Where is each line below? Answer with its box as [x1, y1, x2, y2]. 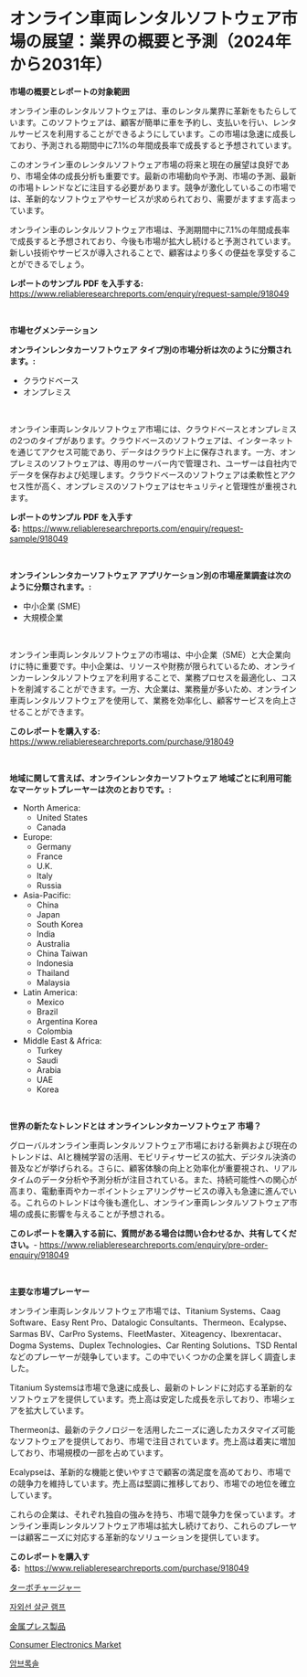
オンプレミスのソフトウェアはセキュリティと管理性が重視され [65, 481, 297, 492]
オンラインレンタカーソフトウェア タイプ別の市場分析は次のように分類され [9, 344, 292, 355]
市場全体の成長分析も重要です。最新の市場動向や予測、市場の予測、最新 [25, 170, 297, 181]
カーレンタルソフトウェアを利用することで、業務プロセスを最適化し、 [16, 672, 281, 683]
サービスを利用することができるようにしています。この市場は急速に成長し [16, 128, 297, 139]
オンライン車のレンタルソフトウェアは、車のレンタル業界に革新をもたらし [9, 105, 290, 116]
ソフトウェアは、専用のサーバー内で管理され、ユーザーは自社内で [48, 458, 298, 469]
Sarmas [9, 1328, 38, 1339]
